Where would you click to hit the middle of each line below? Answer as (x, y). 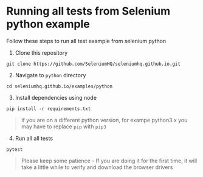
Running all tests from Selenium (88, 11)
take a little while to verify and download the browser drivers (97, 167)
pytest (15, 149)
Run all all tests (34, 138)
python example (48, 24)
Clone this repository (41, 52)
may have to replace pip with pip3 (64, 127)
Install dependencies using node (56, 97)
